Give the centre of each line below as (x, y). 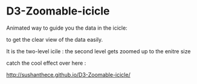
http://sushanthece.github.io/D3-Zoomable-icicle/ (69, 74)
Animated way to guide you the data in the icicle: (67, 28)
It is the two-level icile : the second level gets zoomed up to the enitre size (98, 51)
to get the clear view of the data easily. (55, 39)
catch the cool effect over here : (46, 63)
